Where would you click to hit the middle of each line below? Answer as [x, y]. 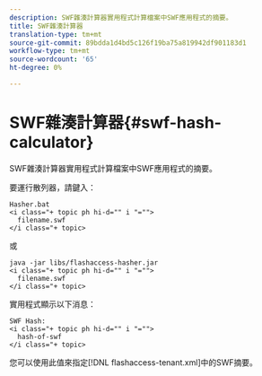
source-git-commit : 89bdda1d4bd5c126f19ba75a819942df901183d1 [128, 43]
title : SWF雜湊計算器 [46, 26]
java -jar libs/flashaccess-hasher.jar [84, 262]
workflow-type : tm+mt [50, 51]
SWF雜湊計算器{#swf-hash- [116, 123]
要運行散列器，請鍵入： [52, 187]
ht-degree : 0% [36, 68]
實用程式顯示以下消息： [52, 304]
